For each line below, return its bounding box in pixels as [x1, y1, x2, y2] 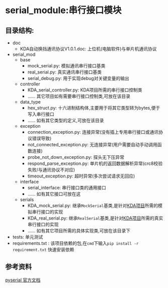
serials [20, 197, 34, 203]
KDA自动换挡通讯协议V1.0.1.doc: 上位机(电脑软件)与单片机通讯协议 [20, 46, 157, 52]
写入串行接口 [27, 111, 54, 117]
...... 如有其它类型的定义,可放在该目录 [27, 118, 104, 123]
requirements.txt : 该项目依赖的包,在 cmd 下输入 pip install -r [12, 240, 139, 246]
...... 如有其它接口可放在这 [27, 191, 81, 197]
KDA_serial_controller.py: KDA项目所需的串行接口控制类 [27, 87, 142, 93]
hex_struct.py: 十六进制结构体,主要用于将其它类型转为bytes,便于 [27, 105, 160, 111]
